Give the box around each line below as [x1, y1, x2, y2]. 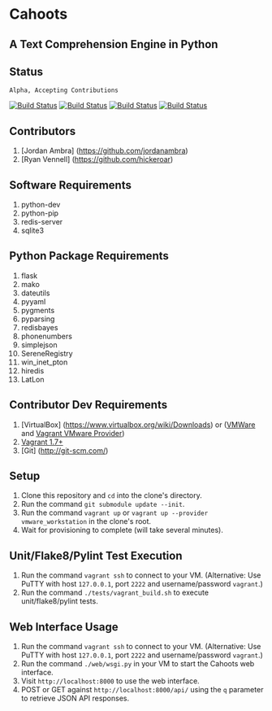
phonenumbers [20, 331, 72, 341]
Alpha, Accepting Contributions [9, 86, 119, 94]
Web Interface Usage [9, 620, 119, 634]
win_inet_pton [20, 357, 68, 367]
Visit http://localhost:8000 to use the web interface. [20, 676, 200, 686]
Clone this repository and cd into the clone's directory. [20, 491, 202, 500]
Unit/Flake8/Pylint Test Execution [9, 548, 183, 562]
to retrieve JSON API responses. [20, 693, 129, 704]
